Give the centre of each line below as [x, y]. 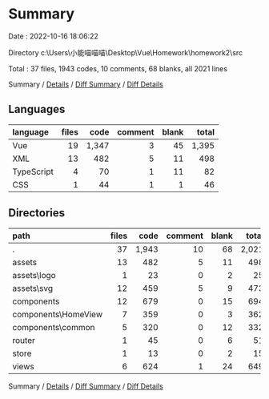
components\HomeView [57, 314]
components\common [54, 327]
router [24, 340]
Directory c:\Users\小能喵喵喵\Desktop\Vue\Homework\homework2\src [126, 52]
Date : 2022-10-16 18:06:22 [53, 36]
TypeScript [33, 171]
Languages [37, 109]
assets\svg [33, 288]
